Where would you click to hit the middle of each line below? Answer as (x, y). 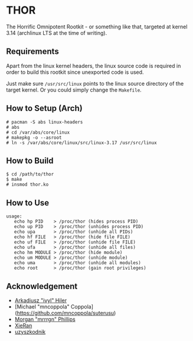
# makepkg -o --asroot (34, 137)
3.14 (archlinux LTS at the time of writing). (57, 33)
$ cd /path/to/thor (30, 174)
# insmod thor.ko (27, 185)
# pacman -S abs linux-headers (45, 122)
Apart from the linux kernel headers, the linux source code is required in (94, 66)
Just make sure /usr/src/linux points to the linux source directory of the (95, 83)
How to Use (28, 202)
